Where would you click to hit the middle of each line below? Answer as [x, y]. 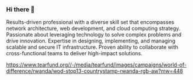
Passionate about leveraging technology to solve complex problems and [94, 35]
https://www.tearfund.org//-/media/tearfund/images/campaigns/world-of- [97, 65]
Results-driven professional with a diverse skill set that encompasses [90, 22]
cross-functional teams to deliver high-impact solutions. [74, 54]
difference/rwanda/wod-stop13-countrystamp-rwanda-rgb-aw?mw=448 [95, 71]
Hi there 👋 [21, 9]
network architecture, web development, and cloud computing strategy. [93, 28]
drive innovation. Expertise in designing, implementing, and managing [91, 41]
